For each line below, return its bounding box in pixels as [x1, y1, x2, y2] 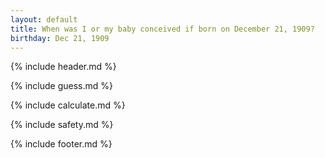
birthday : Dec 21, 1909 [10, 33, 110, 43]
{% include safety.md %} [10, 119, 114, 131]
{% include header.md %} [10, 61, 117, 73]
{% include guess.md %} [10, 80, 113, 92]
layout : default [10, 14, 78, 25]
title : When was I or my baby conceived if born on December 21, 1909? [10, 24, 315, 34]
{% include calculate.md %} [10, 99, 126, 111]
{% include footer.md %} [10, 138, 113, 150]
